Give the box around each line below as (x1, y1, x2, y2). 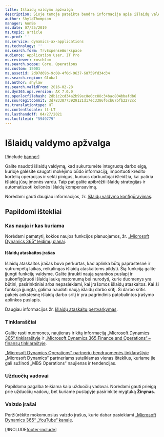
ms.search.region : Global (5, 75, 58, 80)
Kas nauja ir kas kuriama (5, 222, 64, 229)
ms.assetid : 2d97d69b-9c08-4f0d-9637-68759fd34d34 (5, 71, 110, 76)
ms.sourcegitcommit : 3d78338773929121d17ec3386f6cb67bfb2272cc (5, 98, 137, 103)
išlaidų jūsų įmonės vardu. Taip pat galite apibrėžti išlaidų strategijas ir (5, 179, 145, 184)
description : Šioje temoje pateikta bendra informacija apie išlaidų (5, 12, 150, 17)
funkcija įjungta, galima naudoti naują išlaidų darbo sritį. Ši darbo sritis (5, 287, 146, 293)
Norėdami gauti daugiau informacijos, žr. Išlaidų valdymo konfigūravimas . (5, 193, 153, 199)
